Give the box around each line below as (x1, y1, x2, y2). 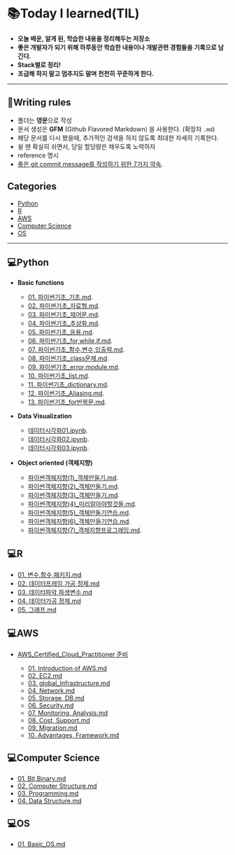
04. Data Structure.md (17, 796, 82, 805)
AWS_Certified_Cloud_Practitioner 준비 (17, 650, 128, 658)
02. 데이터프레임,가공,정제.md (17, 579, 100, 588)
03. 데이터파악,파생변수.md (17, 588, 92, 597)
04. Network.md (27, 686, 76, 695)
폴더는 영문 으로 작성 (17, 116, 72, 125)
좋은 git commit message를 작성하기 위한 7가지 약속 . (17, 160, 164, 168)
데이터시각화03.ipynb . (27, 444, 90, 452)
